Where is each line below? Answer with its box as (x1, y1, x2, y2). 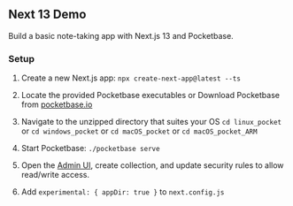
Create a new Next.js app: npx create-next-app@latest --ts (20, 72, 241, 83)
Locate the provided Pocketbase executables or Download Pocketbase (20, 90, 281, 101)
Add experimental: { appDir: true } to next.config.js (20, 187, 225, 197)
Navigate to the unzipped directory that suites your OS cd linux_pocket (20, 117, 282, 127)
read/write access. (20, 170, 90, 180)
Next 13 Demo (8, 7, 87, 22)
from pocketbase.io (20, 99, 93, 110)
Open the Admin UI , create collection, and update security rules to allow (20, 160, 284, 171)
